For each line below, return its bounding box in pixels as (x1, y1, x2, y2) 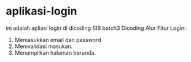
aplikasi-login (6, 4, 77, 18)
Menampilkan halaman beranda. (14, 49, 96, 56)
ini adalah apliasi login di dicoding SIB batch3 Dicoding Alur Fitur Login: (6, 24, 186, 32)
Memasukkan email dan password (14, 36, 102, 43)
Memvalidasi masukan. (14, 43, 73, 50)
